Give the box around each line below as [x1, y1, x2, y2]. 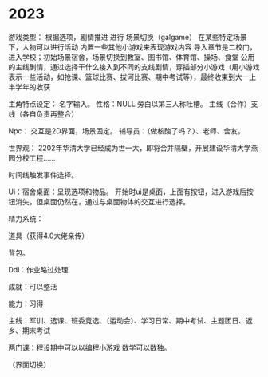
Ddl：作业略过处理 [8, 264, 69, 274]
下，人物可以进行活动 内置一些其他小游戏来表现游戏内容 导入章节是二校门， [8, 42, 257, 52]
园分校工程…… [8, 153, 56, 162]
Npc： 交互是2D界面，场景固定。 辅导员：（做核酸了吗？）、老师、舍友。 [8, 125, 245, 136]
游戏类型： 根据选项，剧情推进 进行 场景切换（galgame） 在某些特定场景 [8, 32, 247, 42]
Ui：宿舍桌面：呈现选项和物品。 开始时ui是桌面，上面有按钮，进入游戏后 [8, 187, 247, 196]
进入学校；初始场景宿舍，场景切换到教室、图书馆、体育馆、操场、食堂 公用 [8, 52, 255, 62]
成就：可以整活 [8, 281, 57, 292]
